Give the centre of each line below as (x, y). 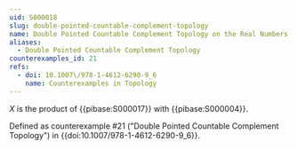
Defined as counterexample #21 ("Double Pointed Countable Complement (144, 126)
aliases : (25, 42)
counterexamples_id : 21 (53, 59)
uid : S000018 (33, 17)
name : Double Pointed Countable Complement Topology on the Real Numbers (149, 34)
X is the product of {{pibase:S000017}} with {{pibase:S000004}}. (129, 108)
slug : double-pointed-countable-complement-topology (109, 26)
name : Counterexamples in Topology (91, 83)
